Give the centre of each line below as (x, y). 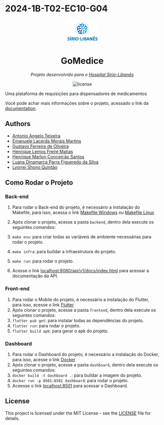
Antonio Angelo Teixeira (36, 135)
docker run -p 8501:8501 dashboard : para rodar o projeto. (70, 380)
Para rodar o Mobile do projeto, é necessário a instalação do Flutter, (81, 299)
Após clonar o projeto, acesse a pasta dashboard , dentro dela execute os (85, 364)
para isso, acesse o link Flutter (43, 305)
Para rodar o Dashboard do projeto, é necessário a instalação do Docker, (86, 354)
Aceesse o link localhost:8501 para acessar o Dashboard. (70, 386)
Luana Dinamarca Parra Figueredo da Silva (55, 162)
